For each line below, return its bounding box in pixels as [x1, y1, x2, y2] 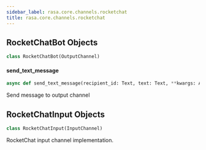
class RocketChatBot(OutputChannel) [6, 53, 100, 60]
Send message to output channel [6, 91, 90, 99]
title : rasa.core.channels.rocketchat [6, 15, 105, 21]
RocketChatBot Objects [6, 37, 98, 48]
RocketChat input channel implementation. [6, 136, 114, 144]
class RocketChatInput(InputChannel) [6, 126, 103, 132]
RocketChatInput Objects [6, 109, 105, 119]
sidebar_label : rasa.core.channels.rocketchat [6, 9, 128, 15]
